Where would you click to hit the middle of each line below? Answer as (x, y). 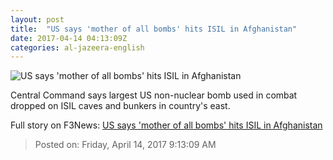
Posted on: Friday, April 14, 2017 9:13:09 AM (125, 145)
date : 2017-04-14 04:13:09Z (69, 38)
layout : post (37, 19)
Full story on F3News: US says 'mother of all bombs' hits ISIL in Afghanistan (166, 125)
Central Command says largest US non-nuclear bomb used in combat (154, 95)
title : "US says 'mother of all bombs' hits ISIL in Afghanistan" (154, 29)
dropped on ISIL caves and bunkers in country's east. (120, 106)
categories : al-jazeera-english (77, 47)
